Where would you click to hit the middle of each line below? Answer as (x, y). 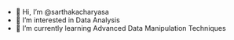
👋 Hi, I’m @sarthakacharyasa (62, 12)
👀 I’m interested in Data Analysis (68, 20)
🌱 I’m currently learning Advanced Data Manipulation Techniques (121, 28)
